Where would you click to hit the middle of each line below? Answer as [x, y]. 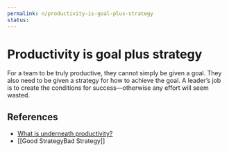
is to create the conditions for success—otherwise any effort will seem [108, 88]
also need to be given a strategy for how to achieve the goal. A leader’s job [114, 81]
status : [18, 20]
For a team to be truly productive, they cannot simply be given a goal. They [114, 73]
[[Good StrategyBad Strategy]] [61, 141]
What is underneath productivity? [65, 134]
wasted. [18, 95]
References [33, 117]
